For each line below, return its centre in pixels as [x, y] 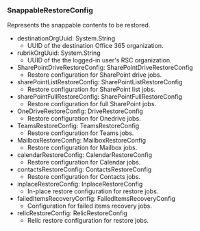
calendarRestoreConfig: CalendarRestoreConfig [85, 155]
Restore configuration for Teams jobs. [80, 133]
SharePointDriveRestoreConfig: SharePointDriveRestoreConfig [105, 68]
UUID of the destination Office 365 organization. [95, 46]
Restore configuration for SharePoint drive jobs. [95, 75]
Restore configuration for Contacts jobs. [84, 177]
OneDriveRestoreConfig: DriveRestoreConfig [80, 111]
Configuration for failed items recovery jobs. [90, 206]
